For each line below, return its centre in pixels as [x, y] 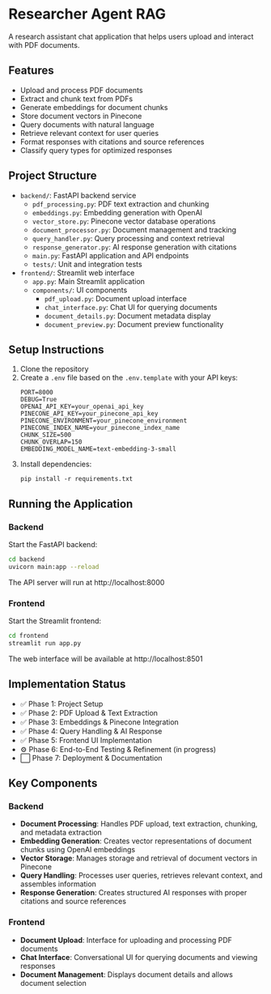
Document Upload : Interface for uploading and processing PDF [126, 940]
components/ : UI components [80, 290]
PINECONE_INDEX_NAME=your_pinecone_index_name [100, 428]
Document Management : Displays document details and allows [126, 974]
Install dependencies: [56, 464]
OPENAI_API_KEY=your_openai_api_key [82, 407]
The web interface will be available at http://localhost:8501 [106, 658]
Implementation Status [67, 684]
